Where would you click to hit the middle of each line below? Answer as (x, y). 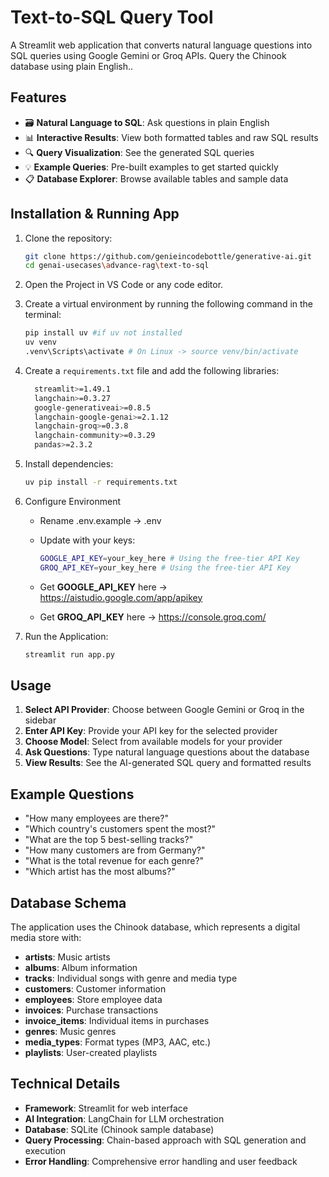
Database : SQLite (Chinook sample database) (119, 1129)
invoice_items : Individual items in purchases (117, 1020)
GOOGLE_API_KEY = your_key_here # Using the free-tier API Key (169, 558)
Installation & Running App (95, 214)
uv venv (40, 342)
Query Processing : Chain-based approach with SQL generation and (165, 1140)
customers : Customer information (95, 989)
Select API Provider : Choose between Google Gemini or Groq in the (164, 710)
